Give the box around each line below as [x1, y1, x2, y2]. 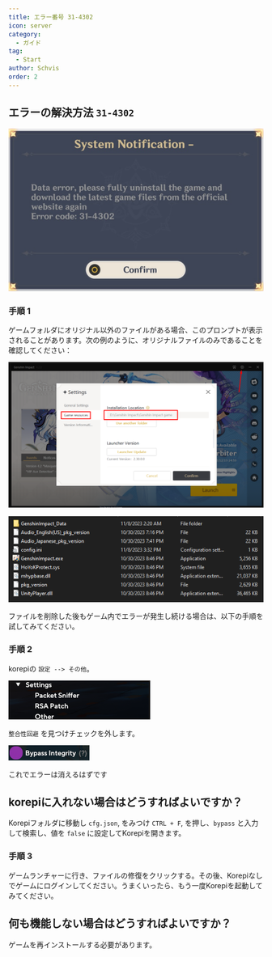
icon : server [8, 21, 53, 30]
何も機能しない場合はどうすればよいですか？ [8, 917, 232, 930]
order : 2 [8, 73, 38, 81]
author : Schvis [8, 65, 60, 73]
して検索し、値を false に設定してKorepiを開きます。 [8, 828, 186, 838]
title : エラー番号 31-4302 [8, 13, 93, 21]
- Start [15, 56, 42, 64]
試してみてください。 [8, 621, 79, 631]
